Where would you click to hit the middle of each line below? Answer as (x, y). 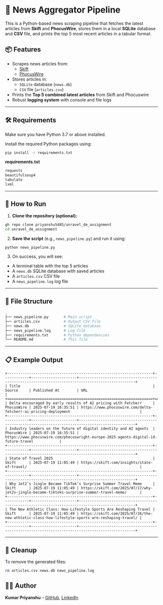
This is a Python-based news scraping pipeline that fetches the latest (74, 23)
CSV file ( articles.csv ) (41, 89)
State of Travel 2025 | (82, 458)
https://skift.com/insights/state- (117, 463)
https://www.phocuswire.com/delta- (117, 407)
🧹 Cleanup (21, 550)
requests (14, 171)
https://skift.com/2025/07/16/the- (117, 514)
